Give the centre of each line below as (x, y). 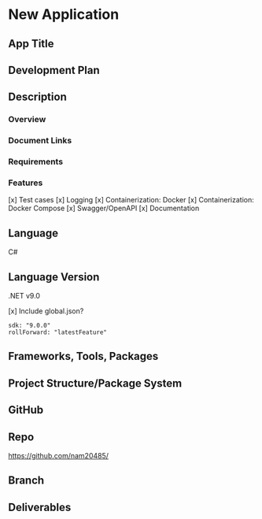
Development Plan (54, 70)
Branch (26, 481)
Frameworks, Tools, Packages (83, 356)
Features (26, 183)
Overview (27, 120)
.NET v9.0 (24, 296)
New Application (64, 15)
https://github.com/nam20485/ (58, 456)
